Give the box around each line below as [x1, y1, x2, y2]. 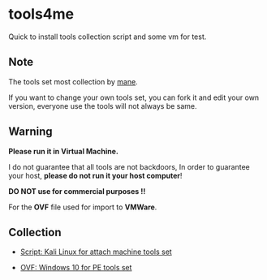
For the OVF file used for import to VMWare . [8, 202, 157, 212]
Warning [8, 125, 53, 139]
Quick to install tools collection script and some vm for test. [8, 32, 207, 41]
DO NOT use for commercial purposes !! [8, 186, 146, 196]
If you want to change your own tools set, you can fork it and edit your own [8, 93, 260, 102]
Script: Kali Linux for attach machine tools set [19, 247, 172, 256]
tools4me [8, 5, 75, 24]
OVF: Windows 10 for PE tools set [19, 263, 132, 273]
